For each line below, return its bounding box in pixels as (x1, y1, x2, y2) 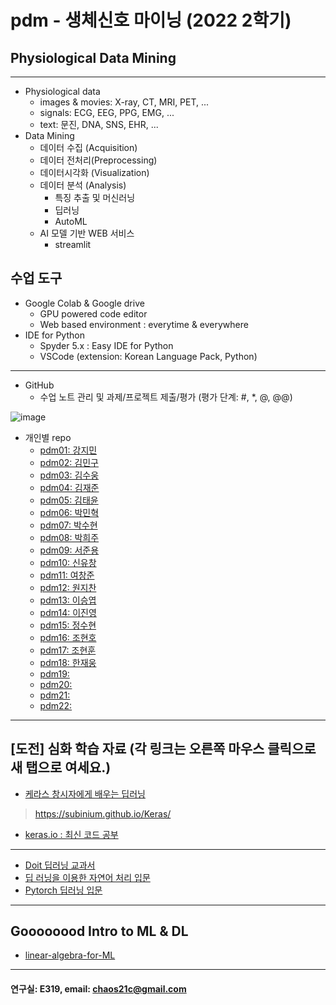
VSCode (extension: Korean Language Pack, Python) (39, 350, 258, 362)
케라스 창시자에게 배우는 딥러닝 (24, 787, 146, 800)
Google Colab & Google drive (24, 297, 145, 309)
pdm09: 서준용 (39, 544, 100, 556)
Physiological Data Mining (10, 49, 177, 66)
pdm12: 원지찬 (39, 581, 97, 593)
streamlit (54, 239, 92, 250)
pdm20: (39, 678, 73, 690)
